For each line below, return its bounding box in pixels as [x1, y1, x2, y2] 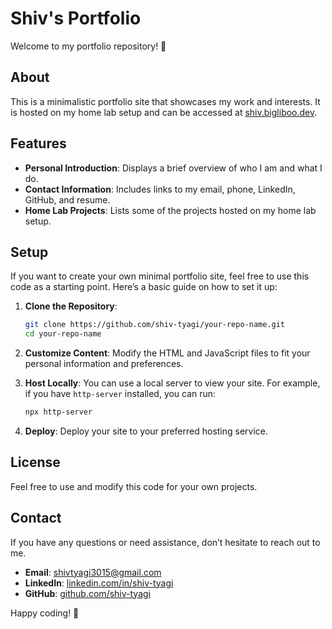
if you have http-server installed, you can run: [24, 388, 217, 400]
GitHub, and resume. [24, 193, 111, 206]
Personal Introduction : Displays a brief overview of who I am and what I [24, 162, 323, 174]
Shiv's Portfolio [10, 7, 142, 30]
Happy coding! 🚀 [10, 607, 80, 619]
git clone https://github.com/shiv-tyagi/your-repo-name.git [24, 320, 286, 330]
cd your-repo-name [24, 329, 102, 339]
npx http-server [24, 407, 93, 417]
